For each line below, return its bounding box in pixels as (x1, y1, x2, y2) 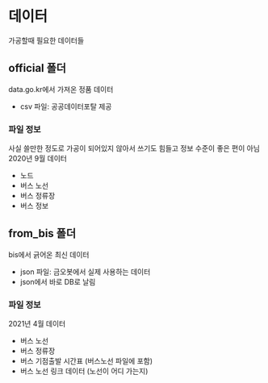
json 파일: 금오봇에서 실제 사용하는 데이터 (19, 267, 151, 277)
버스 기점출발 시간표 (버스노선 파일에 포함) (19, 356, 153, 366)
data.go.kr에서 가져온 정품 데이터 (8, 84, 114, 94)
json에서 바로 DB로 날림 (19, 277, 96, 286)
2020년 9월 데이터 (8, 154, 67, 164)
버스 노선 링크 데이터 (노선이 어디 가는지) (19, 366, 149, 376)
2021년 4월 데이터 (8, 319, 66, 329)
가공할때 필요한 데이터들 (8, 35, 85, 45)
